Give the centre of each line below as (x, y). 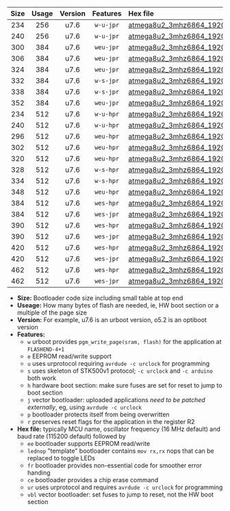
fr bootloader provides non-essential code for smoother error (114, 465)
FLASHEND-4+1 (46, 349)
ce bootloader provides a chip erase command (93, 480)
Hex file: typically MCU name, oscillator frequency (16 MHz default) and (119, 429)
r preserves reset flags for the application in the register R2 (111, 422)
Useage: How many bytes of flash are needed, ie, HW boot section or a (118, 305)
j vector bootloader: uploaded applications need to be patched (116, 400)
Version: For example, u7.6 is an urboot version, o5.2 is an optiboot (112, 320)
